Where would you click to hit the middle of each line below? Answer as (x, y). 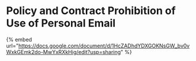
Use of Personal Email (61, 23)
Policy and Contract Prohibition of (91, 11)
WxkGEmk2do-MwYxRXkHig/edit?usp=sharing (64, 52)
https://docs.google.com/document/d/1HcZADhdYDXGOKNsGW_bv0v (104, 46)
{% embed (19, 39)
